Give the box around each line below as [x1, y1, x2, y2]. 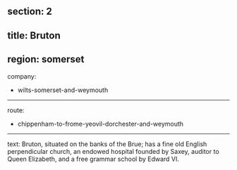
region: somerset [7, 53, 85, 65]
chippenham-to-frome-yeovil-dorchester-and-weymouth [17, 119, 184, 128]
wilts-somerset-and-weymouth [17, 86, 109, 94]
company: [7, 72, 37, 80]
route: [7, 105, 25, 115]
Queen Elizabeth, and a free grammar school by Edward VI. [7, 155, 180, 163]
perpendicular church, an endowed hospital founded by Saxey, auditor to [7, 147, 220, 155]
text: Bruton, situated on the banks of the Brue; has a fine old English [7, 140, 207, 148]
